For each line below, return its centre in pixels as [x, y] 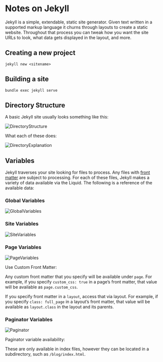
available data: [19, 188]
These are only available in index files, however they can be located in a [77, 349]
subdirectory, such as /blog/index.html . [45, 354]
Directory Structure [35, 105]
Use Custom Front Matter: [31, 267]
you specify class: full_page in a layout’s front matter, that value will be [78, 302]
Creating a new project [40, 53]
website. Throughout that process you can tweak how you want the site [77, 32]
